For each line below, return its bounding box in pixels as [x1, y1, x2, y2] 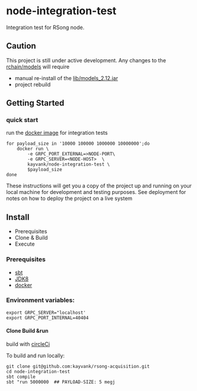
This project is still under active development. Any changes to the [6, 56, 166, 63]
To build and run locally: [6, 352, 65, 360]
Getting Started [6, 98, 65, 108]
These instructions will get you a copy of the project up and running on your [6, 182, 192, 189]
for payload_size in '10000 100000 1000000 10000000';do [6, 141, 150, 147]
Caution [6, 41, 37, 51]
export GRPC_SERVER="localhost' [6, 310, 86, 316]
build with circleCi [6, 341, 50, 348]
